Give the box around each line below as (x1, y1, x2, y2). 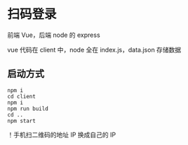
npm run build (7, 105, 49, 112)
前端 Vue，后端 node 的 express (7, 31, 100, 39)
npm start (7, 117, 36, 124)
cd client (7, 93, 36, 100)
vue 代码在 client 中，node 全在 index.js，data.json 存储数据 (7, 45, 182, 54)
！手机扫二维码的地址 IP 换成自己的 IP (7, 130, 116, 139)
